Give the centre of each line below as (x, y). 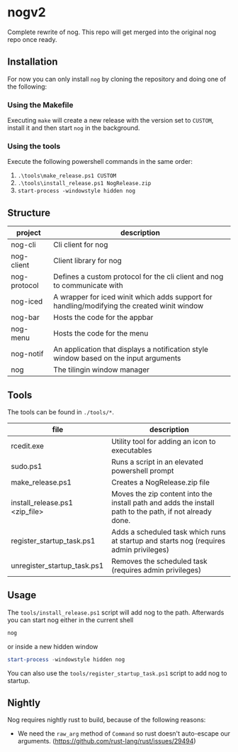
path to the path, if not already (162, 512)
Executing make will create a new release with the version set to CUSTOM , (110, 121)
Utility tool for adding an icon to (164, 441)
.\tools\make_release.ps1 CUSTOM (67, 176)
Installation (33, 62)
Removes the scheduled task (159, 561)
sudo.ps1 (27, 466)
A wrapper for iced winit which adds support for (132, 297)
